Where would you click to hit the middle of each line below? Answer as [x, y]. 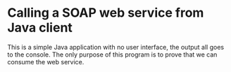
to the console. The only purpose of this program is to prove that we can [112, 55]
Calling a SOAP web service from [106, 13]
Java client [40, 28]
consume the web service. [46, 62]
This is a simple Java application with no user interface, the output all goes [115, 47]
